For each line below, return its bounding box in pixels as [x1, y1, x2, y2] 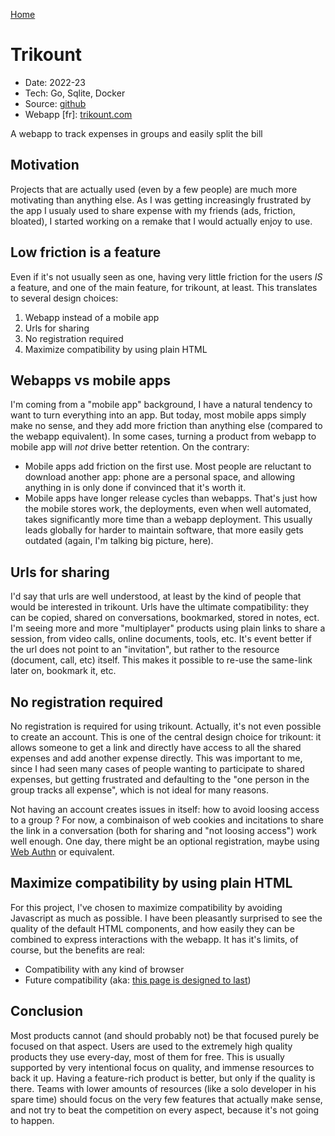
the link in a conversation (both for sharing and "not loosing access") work [10, 825, 317, 836]
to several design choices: [10, 292, 119, 304]
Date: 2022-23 [24, 76, 86, 88]
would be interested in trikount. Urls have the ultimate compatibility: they [10, 601, 310, 613]
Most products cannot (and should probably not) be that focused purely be [10, 1029, 320, 1041]
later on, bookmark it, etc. [10, 665, 117, 677]
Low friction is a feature [10, 244, 162, 261]
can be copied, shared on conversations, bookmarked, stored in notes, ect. [10, 612, 320, 624]
